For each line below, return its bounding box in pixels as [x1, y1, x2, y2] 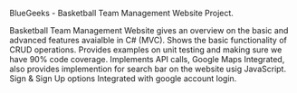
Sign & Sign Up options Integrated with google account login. [9, 73, 237, 84]
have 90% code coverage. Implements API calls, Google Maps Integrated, [9, 54, 285, 64]
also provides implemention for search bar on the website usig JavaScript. [9, 63, 287, 74]
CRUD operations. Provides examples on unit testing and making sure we [9, 44, 283, 55]
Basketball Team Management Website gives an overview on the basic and [9, 25, 289, 35]
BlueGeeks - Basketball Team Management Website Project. [9, 8, 234, 18]
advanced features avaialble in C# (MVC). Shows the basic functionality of [9, 35, 287, 45]
